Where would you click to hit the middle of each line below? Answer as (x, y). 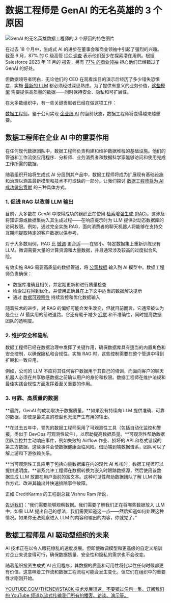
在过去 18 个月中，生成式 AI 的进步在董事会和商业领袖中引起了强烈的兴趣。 (83, 49)
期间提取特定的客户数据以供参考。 (45, 233)
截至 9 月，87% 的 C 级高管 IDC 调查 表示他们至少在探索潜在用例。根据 (80, 55)
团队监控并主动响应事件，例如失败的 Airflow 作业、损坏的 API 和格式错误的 (83, 440)
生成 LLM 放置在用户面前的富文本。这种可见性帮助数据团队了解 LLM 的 (83, 476)
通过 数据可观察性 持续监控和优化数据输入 (56, 297)
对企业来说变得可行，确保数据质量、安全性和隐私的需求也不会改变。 (77, 555)
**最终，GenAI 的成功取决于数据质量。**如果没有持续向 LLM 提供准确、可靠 (85, 410)
